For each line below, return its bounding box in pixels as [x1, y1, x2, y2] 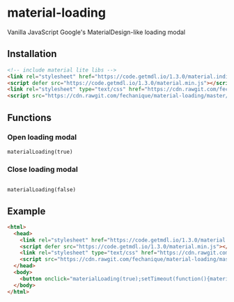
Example [7, 205, 46, 217]
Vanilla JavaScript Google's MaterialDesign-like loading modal [7, 28, 186, 36]
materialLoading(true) [7, 148, 73, 155]
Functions [7, 111, 52, 123]
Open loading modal [7, 132, 77, 142]
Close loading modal [7, 164, 78, 174]
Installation [7, 48, 57, 60]
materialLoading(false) [7, 186, 77, 193]
